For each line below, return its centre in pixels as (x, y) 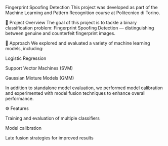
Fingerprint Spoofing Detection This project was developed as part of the (81, 7)
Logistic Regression (26, 58)
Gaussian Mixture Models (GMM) (40, 78)
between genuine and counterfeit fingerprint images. (60, 33)
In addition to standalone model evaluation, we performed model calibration (84, 88)
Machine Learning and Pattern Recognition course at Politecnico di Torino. (83, 13)
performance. (19, 99)
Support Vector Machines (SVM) (39, 68)
